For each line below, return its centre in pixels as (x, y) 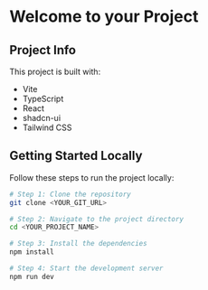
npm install (32, 252)
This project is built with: (55, 71)
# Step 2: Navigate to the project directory (96, 219)
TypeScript (43, 98)
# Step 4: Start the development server (87, 268)
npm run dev (32, 276)
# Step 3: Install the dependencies (78, 244)
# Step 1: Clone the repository (70, 194)
